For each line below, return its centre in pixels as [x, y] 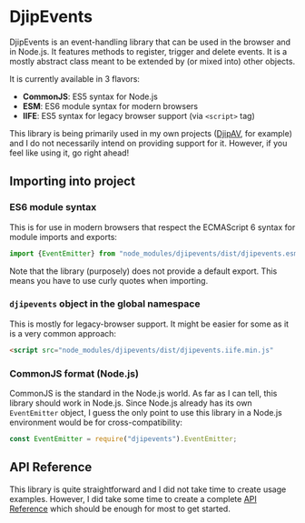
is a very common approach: [63, 333]
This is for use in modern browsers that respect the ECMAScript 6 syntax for [152, 227]
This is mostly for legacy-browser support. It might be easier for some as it [149, 324]
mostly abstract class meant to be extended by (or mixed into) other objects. [152, 61]
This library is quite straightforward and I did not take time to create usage [148, 489]
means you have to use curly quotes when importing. [109, 280]
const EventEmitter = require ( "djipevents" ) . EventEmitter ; [123, 438]
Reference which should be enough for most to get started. [120, 508]
